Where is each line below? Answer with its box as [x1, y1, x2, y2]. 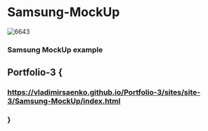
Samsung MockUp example [7, 45, 103, 55]
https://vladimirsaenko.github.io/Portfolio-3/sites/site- [7, 88, 201, 97]
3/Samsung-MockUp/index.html [7, 96, 121, 106]
